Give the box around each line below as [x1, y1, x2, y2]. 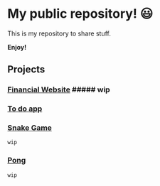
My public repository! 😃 [7, 6, 154, 22]
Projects [7, 63, 46, 76]
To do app [7, 104, 43, 114]
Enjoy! [7, 43, 27, 51]
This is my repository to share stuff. [7, 29, 112, 38]
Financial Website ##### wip [7, 84, 110, 94]
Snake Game [7, 123, 52, 133]
